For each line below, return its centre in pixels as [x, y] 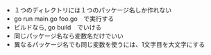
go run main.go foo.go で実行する [64, 19]
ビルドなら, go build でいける [58, 27]
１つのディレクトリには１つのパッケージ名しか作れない [93, 10]
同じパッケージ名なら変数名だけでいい [68, 36]
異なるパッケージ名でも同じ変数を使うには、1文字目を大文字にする [109, 44]
